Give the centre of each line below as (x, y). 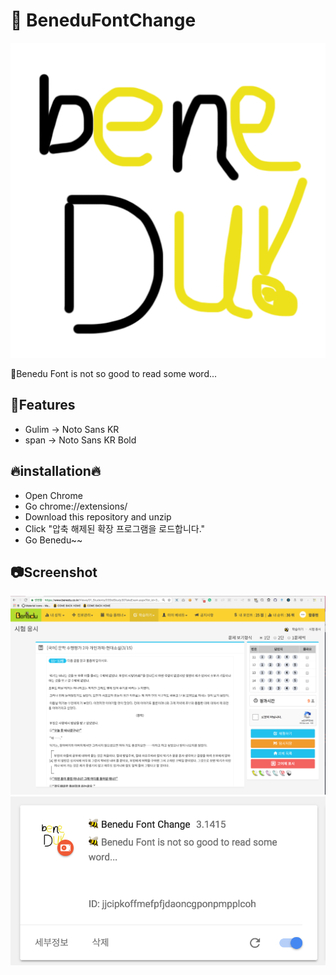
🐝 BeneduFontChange (103, 20)
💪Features (43, 405)
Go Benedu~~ (53, 540)
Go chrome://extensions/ (76, 506)
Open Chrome (53, 495)
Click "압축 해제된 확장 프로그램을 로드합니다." (115, 528)
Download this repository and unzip (98, 516)
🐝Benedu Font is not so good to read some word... (114, 373)
